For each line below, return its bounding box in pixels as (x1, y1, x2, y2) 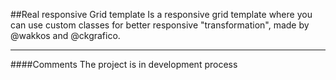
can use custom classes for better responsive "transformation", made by (10, 19, 310, 31)
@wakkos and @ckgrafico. (10, 30, 121, 41)
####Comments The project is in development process (10, 59, 238, 70)
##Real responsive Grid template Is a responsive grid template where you (10, 9, 313, 20)
